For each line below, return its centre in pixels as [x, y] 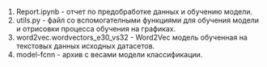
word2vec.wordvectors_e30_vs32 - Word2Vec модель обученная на [132, 37]
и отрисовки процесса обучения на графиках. [96, 29]
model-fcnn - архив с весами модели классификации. [109, 54]
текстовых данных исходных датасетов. [85, 46]
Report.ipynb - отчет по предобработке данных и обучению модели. [134, 12]
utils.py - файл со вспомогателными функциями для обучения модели [138, 20]
